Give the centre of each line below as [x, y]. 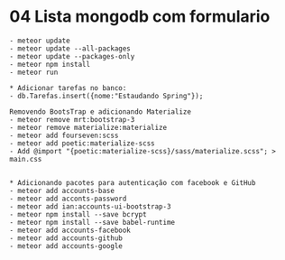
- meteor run [34, 72]
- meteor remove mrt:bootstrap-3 [72, 119]
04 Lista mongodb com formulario [140, 17]
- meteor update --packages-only [72, 56]
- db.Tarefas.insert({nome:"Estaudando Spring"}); [106, 96]
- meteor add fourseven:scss [64, 135]
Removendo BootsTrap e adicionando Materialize [101, 111]
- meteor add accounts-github [66, 238]
